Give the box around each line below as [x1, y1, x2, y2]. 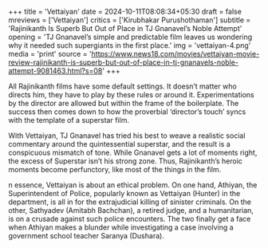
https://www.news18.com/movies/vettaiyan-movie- [91, 49, 260, 58]
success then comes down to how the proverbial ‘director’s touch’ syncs [8, 107, 246, 116]
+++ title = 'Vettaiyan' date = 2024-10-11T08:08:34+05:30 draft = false [8, 7, 242, 16]
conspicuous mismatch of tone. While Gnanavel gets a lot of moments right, [8, 148, 258, 157]
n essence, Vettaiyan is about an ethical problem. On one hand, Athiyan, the [8, 180, 258, 190]
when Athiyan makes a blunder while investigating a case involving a [8, 222, 234, 232]
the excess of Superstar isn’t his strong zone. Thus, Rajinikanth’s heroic [8, 156, 243, 166]
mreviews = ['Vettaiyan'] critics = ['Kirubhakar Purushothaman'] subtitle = [8, 15, 251, 25]
